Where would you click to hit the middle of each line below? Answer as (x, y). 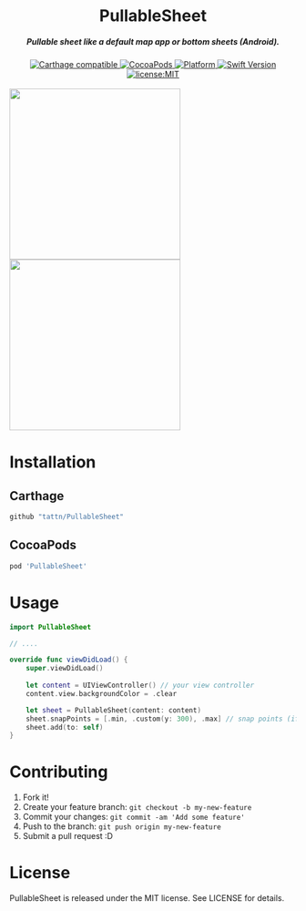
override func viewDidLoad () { (69, 660)
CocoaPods (43, 545)
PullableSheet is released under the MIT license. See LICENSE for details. (147, 898)
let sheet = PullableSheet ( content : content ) (114, 710)
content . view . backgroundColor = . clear (102, 693)
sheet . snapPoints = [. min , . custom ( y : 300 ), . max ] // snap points (154, 719)
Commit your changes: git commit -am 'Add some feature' (134, 817)
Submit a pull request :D (68, 836)
